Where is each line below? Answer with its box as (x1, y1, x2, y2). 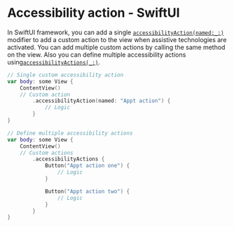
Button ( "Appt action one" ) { (44, 163, 130, 170)
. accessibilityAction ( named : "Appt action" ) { (32, 97, 171, 104)
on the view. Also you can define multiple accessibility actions (7, 50, 186, 59)
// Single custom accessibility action (7, 71, 124, 78)
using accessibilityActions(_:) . (7, 57, 100, 66)
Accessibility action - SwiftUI (7, 5, 180, 21)
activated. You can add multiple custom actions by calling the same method (7, 43, 226, 51)
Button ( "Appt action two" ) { (44, 188, 130, 195)
